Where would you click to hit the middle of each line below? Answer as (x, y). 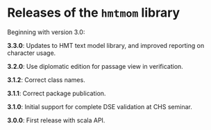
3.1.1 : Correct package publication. (57, 93)
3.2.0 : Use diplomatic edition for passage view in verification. (95, 66)
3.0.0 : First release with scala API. (56, 120)
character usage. (32, 53)
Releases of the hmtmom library (94, 13)
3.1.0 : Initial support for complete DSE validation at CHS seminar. (100, 106)
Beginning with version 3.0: (46, 32)
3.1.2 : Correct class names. (46, 80)
